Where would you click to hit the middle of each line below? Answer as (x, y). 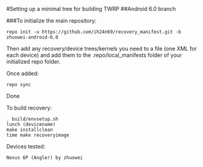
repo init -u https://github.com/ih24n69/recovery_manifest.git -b (94, 32)
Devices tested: (26, 147)
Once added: (23, 73)
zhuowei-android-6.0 (33, 37)
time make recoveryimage (38, 135)
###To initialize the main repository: (52, 20)
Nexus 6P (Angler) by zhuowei (45, 158)
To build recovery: (29, 108)
